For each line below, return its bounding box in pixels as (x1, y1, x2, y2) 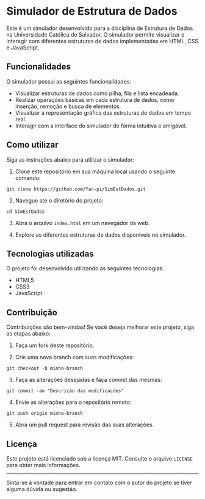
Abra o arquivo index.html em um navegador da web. (15, 219, 150, 226)
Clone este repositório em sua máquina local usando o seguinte (15, 168, 176, 175)
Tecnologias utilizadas (6, 248, 94, 259)
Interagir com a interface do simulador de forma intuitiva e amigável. (15, 122, 187, 129)
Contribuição (6, 307, 58, 318)
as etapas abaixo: (6, 330, 51, 337)
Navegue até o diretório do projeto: (15, 196, 104, 204)
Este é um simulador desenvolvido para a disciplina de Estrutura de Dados (6, 24, 193, 32)
